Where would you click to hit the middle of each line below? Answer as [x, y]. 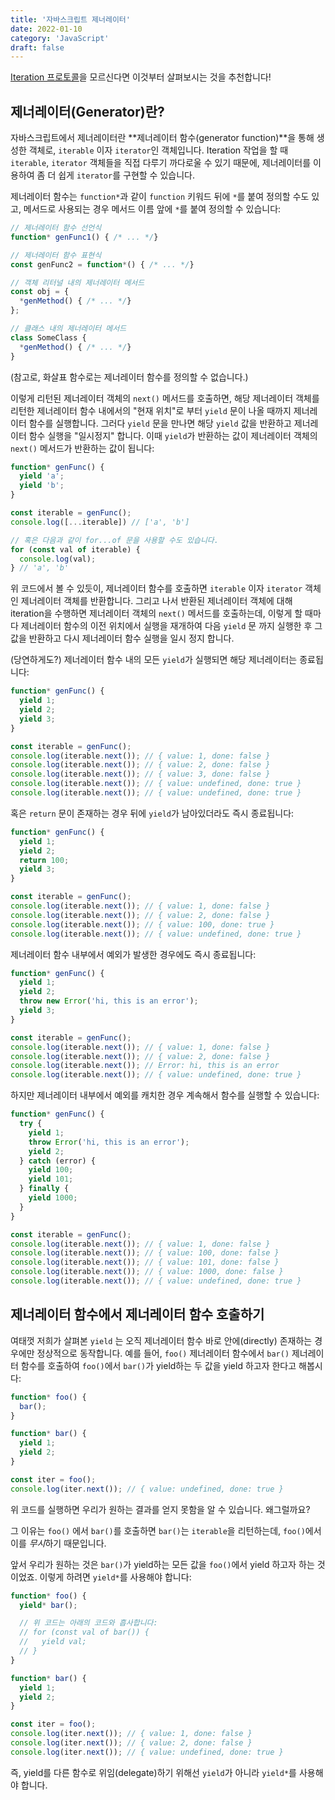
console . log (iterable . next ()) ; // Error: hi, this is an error [145, 1066]
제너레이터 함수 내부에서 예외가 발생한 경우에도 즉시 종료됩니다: [133, 954]
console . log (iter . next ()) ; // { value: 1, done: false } [131, 1734]
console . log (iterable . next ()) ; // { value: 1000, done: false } [147, 1272]
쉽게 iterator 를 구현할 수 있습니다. [126, 175]
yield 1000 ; [53, 1198]
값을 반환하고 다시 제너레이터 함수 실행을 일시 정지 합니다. [122, 638]
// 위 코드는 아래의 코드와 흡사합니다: [88, 1623]
